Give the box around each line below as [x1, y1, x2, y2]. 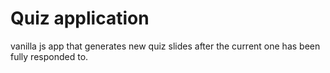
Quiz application [10, 7, 150, 30]
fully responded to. [10, 50, 89, 62]
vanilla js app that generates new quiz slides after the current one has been [10, 40, 321, 52]
